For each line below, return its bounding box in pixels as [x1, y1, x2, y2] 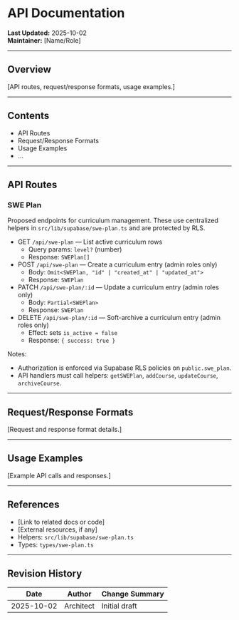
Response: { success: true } [28, 336, 116, 345]
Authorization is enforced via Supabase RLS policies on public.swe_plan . [17, 363, 232, 372]
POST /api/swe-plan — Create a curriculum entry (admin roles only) [17, 260, 218, 269]
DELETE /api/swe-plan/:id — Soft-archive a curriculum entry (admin [17, 314, 221, 322]
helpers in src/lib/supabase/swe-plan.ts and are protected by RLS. [7, 224, 206, 232]
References [7, 499, 60, 511]
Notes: [7, 350, 27, 358]
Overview [7, 63, 52, 76]
